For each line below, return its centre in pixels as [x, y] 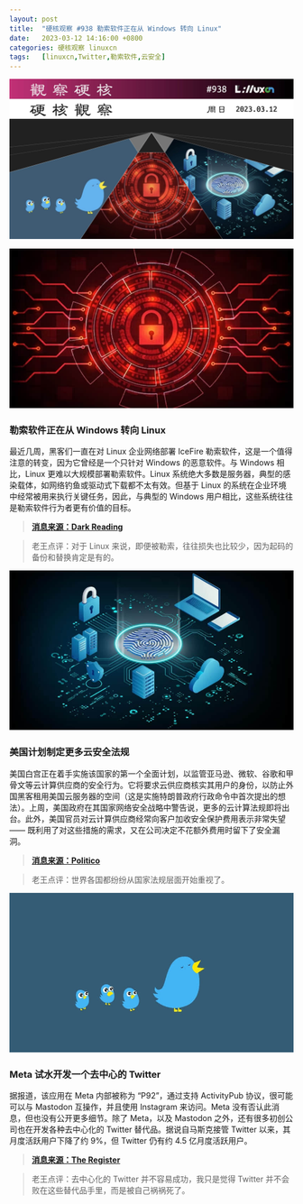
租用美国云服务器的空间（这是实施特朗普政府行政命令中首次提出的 [155, 796]
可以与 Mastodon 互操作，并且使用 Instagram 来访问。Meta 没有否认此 [141, 1107]
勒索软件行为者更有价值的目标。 [76, 508]
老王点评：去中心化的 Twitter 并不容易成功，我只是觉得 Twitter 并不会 [161, 1179]
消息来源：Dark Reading [77, 527]
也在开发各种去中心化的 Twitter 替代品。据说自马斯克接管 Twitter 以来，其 [154, 1130]
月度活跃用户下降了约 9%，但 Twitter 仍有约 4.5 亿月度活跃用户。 [131, 1141]
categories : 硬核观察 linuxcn [63, 48]
